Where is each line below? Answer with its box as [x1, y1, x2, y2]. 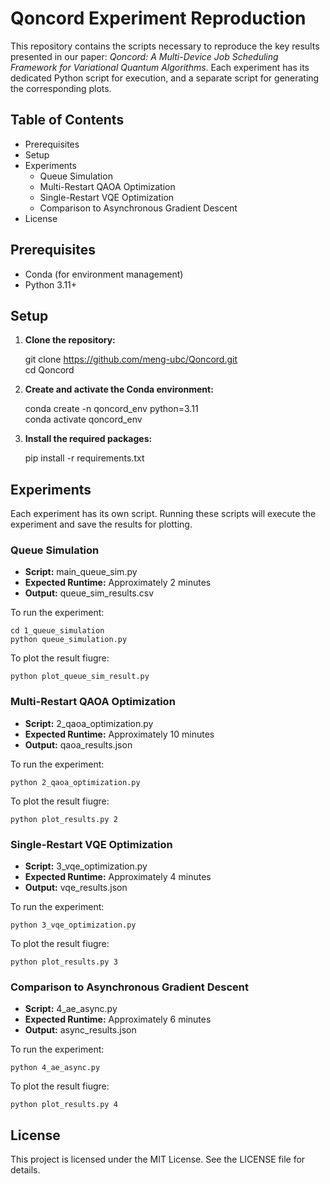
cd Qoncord [24, 364, 75, 376]
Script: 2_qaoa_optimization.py [24, 717, 154, 729]
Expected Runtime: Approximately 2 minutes [24, 577, 212, 589]
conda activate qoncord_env [24, 413, 143, 426]
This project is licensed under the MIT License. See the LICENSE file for [10, 1153, 306, 1166]
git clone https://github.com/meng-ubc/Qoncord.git [24, 353, 238, 366]
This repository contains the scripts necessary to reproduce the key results [10, 40, 320, 52]
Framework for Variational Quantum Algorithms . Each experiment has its [10, 61, 310, 73]
